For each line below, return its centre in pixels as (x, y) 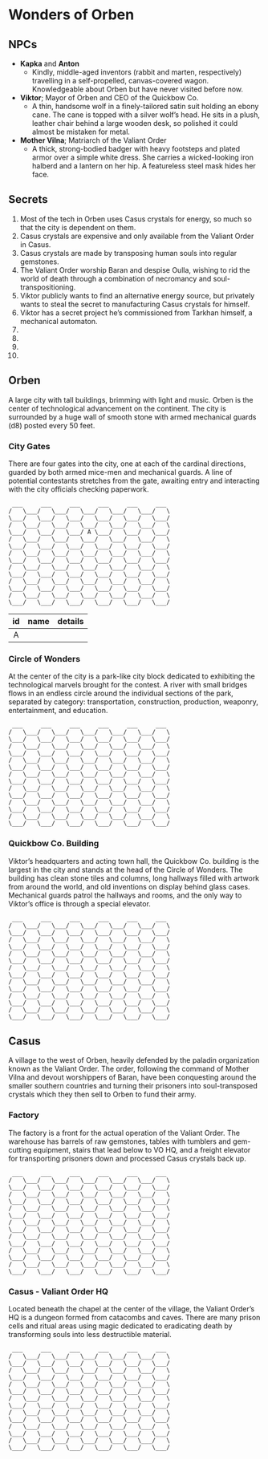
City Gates (29, 446)
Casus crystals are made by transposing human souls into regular (128, 253)
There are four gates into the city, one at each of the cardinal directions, (127, 464)
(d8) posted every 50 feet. (52, 425)
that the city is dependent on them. (78, 227)
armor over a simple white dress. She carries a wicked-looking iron (143, 157)
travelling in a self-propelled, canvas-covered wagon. (120, 81)
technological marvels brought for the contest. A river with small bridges (128, 685)
